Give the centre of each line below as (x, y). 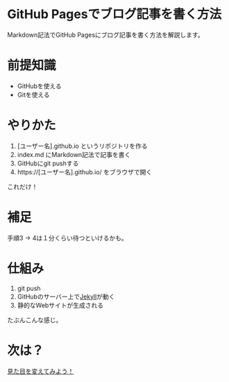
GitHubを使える (40, 86)
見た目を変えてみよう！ (41, 371)
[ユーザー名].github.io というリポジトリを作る (82, 146)
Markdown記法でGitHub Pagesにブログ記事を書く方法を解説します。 (105, 35)
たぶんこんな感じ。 (35, 319)
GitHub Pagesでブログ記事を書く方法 (114, 14)
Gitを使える (33, 94)
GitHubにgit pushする (48, 163)
